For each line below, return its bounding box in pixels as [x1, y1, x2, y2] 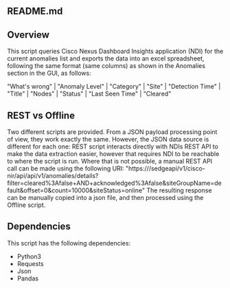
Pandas [16, 274, 39, 283]
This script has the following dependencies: [7, 239, 131, 247]
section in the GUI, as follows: [7, 69, 91, 78]
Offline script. [7, 201, 46, 209]
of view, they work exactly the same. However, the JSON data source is [7, 135, 209, 144]
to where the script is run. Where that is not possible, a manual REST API [7, 157, 213, 166]
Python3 [16, 252, 41, 261]
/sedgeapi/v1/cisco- [148, 164, 206, 173]
